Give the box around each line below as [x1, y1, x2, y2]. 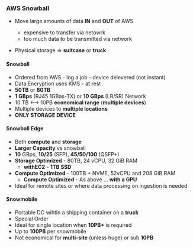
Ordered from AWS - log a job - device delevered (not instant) [14, 73, 166, 81]
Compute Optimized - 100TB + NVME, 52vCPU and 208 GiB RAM [14, 169, 176, 177]
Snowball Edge [6, 125, 44, 132]
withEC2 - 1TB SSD [23, 163, 72, 170]
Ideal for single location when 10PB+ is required [14, 221, 132, 229]
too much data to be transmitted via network [23, 36, 132, 43]
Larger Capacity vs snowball [14, 144, 86, 152]
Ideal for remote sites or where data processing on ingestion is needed [14, 182, 188, 189]
